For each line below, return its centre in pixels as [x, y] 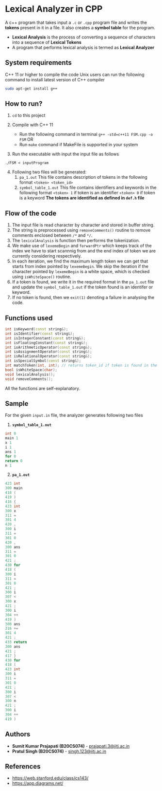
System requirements [38, 63]
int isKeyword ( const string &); [37, 329]
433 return [16, 642]
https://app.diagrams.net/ [38, 783]
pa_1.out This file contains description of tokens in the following [83, 177]
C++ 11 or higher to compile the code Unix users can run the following [75, 75]
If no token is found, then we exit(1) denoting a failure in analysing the [83, 298]
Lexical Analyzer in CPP [54, 9]
